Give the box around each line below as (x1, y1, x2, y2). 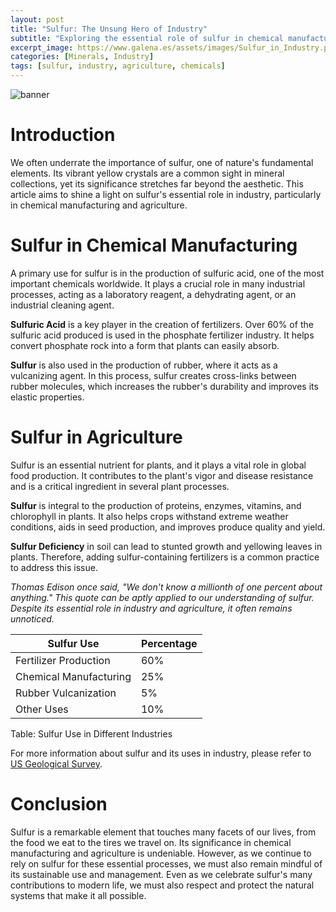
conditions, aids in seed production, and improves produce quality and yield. (10, 521, 326, 533)
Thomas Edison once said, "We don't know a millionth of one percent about (10, 581, 323, 593)
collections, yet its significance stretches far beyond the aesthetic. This (10, 177, 304, 190)
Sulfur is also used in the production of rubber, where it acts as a (10, 359, 278, 371)
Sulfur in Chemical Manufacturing (10, 234, 298, 257)
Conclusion (10, 793, 108, 815)
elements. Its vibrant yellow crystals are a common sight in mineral (10, 167, 285, 179)
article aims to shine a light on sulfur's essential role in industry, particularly (10, 188, 322, 200)
